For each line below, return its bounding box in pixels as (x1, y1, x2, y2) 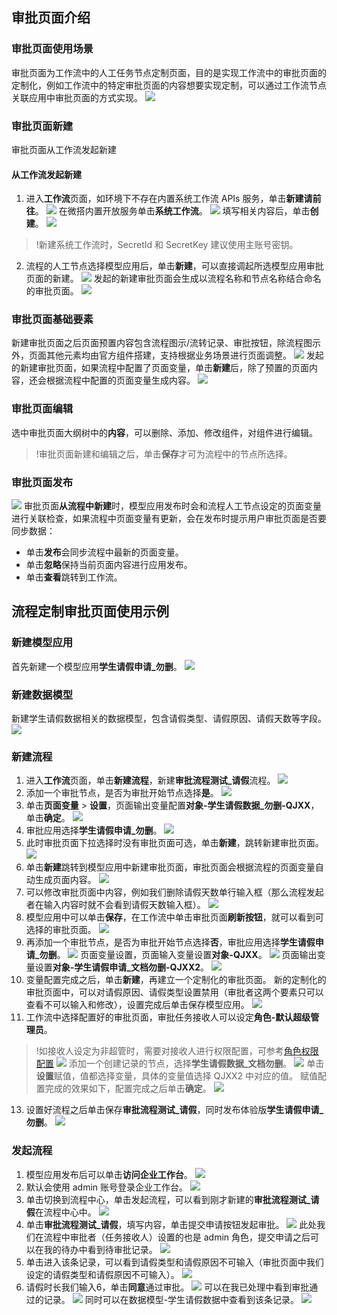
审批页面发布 (11, 475, 74, 489)
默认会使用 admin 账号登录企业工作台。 (25, 1181, 189, 1193)
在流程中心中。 (34, 1206, 97, 1218)
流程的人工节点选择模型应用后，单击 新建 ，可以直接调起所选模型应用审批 (25, 260, 324, 272)
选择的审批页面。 (25, 924, 97, 936)
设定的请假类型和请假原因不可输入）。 (25, 1268, 180, 1280)
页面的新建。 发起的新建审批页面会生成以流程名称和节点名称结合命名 (25, 273, 322, 285)
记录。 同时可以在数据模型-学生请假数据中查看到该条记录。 (43, 1293, 300, 1305)
